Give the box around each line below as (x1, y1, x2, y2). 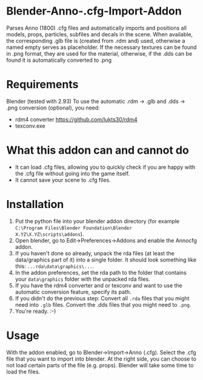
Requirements (6, 77, 79, 91)
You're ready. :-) (15, 307, 56, 315)
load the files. (6, 368, 41, 375)
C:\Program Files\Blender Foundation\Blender (15, 225, 132, 231)
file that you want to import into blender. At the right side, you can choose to (6, 355, 197, 362)
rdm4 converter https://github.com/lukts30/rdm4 (15, 116, 138, 123)
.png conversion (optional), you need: (6, 104, 100, 111)
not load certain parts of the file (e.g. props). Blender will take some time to (6, 361, 194, 369)
